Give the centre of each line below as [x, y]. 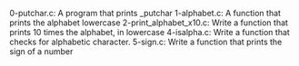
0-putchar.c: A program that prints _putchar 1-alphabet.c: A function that [145, 13]
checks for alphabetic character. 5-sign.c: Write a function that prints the [146, 42]
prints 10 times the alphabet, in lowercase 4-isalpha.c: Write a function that [150, 32]
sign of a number [41, 52]
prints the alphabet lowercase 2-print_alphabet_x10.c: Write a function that [149, 23]
